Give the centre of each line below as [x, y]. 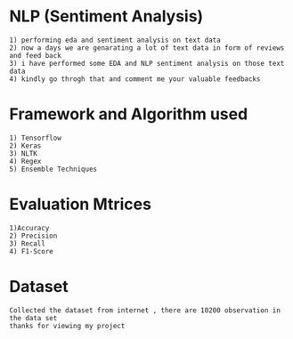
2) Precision [33, 236]
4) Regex [25, 161]
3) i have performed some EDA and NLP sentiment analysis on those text [147, 63]
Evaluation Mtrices [80, 204]
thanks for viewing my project [67, 326]
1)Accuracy [29, 228]
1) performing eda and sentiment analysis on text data [115, 40]
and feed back [36, 55]
